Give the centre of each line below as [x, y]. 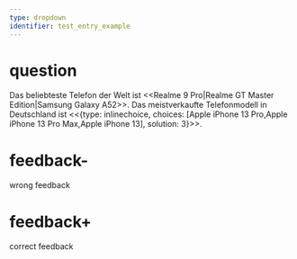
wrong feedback [40, 185]
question [43, 71]
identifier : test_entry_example [70, 26]
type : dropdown [38, 18]
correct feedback [41, 246]
